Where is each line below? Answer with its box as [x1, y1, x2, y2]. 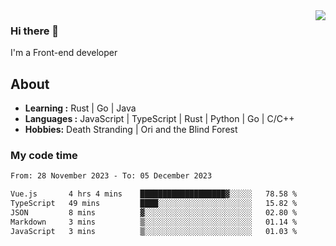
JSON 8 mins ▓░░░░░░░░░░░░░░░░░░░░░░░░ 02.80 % [10, 208, 298, 218]
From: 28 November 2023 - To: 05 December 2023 [10, 171, 213, 181]
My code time [10, 149, 78, 163]
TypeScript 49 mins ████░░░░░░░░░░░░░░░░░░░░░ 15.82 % [10, 199, 298, 209]
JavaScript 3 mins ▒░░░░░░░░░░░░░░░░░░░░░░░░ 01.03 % [10, 226, 298, 236]
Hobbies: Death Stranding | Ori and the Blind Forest [24, 124, 238, 136]
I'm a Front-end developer [10, 47, 118, 59]
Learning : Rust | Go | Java [24, 102, 137, 114]
